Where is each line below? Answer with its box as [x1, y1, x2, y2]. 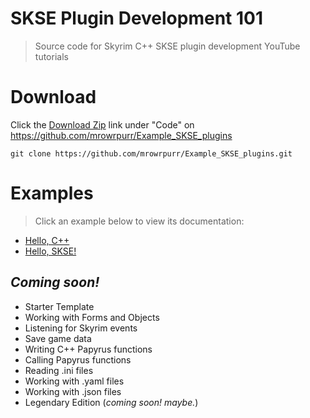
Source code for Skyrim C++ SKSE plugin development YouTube [34, 40, 301, 52]
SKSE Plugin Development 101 [10, 7, 264, 30]
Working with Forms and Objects [24, 311, 160, 323]
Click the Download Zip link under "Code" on [10, 118, 195, 131]
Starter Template [24, 300, 95, 312]
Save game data [24, 332, 92, 344]
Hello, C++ [24, 234, 70, 246]
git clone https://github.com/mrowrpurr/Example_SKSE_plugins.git [10, 148, 293, 159]
